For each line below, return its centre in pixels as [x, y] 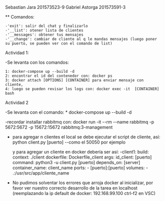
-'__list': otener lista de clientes [44, 30]
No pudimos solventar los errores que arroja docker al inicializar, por [83, 183]
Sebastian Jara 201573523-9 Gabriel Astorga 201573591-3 [66, 7]
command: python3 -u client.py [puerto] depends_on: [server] [76, 162]
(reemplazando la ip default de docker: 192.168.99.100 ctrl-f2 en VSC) [84, 193]
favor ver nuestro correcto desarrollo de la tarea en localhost [75, 188]
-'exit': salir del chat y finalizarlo [47, 26]
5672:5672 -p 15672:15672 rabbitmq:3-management [59, 127]
